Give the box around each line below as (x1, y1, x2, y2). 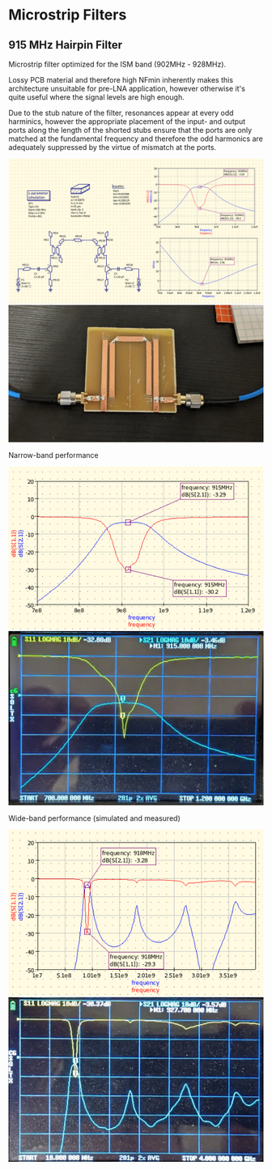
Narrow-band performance (8, 450, 99, 460)
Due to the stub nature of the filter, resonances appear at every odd (8, 108, 234, 117)
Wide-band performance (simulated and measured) (8, 813, 181, 823)
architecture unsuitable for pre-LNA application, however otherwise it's (8, 83, 245, 93)
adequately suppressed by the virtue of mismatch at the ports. (8, 143, 217, 152)
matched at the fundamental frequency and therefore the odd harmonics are (8, 134, 263, 143)
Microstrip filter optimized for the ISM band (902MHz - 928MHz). (8, 59, 227, 69)
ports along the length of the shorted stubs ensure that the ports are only (8, 126, 253, 135)
